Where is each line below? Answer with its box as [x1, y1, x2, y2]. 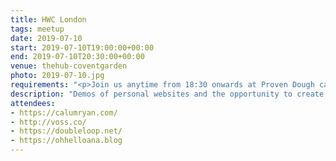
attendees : [10, 98, 56, 108]
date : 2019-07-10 [10, 33, 83, 43]
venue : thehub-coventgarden [10, 61, 128, 71]
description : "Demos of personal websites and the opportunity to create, [10, 89, 329, 99]
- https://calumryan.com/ [10, 107, 118, 118]
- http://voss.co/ [10, 117, 87, 127]
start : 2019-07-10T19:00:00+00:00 [10, 42, 155, 53]
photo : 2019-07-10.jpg [10, 71, 105, 81]
